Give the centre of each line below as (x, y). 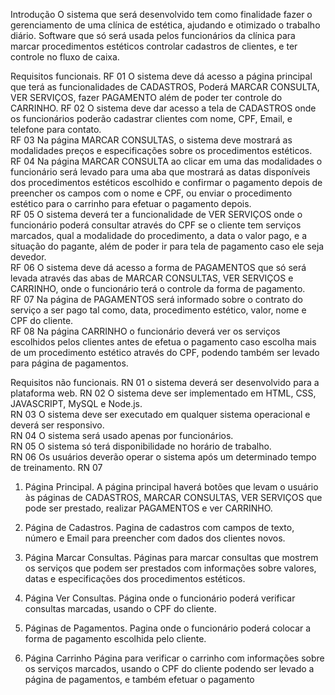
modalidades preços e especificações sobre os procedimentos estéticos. (161, 150)
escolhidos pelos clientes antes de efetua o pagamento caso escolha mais (163, 342)
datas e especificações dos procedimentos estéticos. (135, 578)
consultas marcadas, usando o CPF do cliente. (120, 608)
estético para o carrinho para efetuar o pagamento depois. (131, 203)
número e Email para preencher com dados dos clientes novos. (155, 538)
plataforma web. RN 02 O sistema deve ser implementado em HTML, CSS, (163, 393)
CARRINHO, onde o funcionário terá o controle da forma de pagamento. (158, 288)
